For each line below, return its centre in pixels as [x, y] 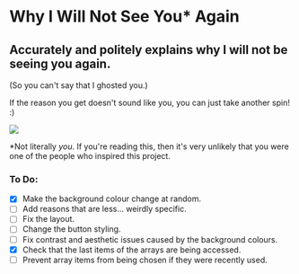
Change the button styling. [71, 229]
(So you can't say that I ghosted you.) [79, 85]
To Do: [24, 179]
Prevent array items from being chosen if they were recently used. [145, 260]
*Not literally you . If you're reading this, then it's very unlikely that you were [149, 146]
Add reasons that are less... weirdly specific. [104, 209]
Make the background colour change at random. [112, 199]
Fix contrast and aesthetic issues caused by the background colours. [150, 239]
